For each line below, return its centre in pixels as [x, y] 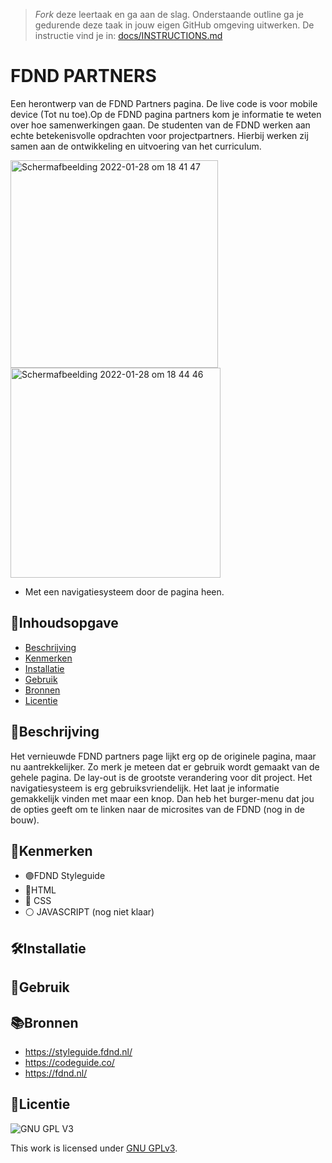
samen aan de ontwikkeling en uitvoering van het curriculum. [136, 146]
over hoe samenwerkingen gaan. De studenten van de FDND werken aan [160, 125]
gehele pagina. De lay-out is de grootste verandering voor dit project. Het [161, 777]
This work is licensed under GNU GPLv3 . [94, 1148]
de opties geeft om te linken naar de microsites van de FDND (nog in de [157, 809]
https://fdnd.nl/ [56, 1073]
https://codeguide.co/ [69, 1062]
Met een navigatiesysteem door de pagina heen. [124, 591]
